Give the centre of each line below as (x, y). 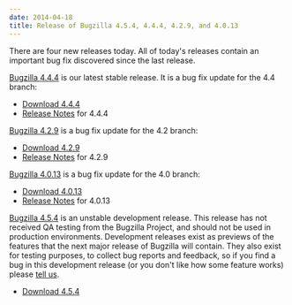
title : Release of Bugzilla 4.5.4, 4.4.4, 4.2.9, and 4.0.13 (124, 26)
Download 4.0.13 (52, 191)
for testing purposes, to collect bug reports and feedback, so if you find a (142, 255)
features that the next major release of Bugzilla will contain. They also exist (145, 246)
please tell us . (34, 274)
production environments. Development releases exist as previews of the (142, 236)
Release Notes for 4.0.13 (66, 201)
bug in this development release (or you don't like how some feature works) (146, 264)
